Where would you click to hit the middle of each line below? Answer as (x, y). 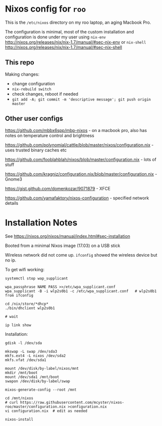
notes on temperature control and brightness (50, 135)
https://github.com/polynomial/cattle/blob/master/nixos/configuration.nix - (79, 145)
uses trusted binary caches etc (36, 150)
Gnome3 (14, 179)
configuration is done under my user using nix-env (56, 37)
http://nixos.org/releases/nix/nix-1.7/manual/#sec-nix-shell (64, 47)
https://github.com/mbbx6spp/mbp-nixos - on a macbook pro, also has (76, 130)
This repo (20, 62)
